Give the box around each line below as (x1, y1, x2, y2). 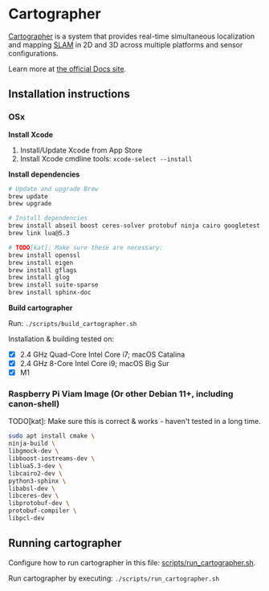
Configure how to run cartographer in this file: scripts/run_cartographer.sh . (8, 557, 256, 567)
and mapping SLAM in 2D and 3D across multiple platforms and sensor (8, 39, 243, 49)
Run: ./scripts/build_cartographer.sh (8, 319, 137, 328)
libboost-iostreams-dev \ (8, 454, 95, 463)
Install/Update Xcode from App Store (19, 145, 143, 155)
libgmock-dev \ (8, 447, 59, 455)
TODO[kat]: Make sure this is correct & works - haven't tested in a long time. (8, 417, 261, 426)
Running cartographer (8, 536, 122, 550)
